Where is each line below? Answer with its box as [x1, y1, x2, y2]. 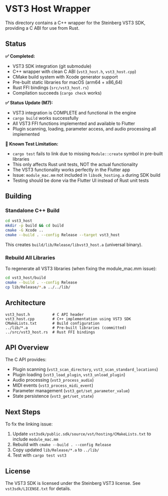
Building [5, 192, 32, 200]
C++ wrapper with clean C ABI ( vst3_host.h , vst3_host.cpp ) [12, 68, 136, 75]
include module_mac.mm [12, 436, 59, 442]
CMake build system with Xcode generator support [12, 74, 118, 80]
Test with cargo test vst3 [12, 452, 67, 458]
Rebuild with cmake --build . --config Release [12, 442, 111, 448]
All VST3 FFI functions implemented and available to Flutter [12, 120, 135, 126]
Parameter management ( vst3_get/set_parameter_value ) [12, 388, 130, 394]
